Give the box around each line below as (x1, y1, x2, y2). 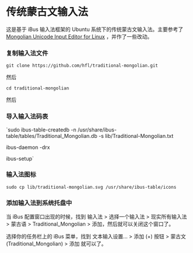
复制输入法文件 (6, 49, 49, 57)
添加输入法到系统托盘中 (6, 199, 72, 207)
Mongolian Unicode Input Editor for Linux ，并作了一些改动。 (6, 33, 153, 40)
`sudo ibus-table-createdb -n (6, 126, 77, 133)
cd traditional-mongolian (6, 85, 69, 91)
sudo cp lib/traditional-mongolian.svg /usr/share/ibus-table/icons (6, 184, 177, 190)
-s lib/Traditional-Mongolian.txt (98, 132, 174, 139)
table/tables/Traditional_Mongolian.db (6, 132, 98, 139)
